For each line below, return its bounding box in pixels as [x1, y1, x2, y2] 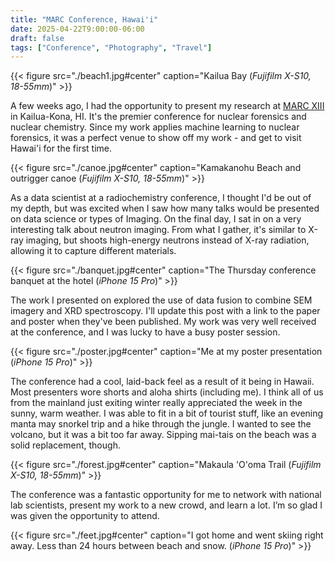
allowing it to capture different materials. [10, 245, 177, 257]
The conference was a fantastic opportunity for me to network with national [10, 489, 322, 501]
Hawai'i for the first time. [10, 142, 113, 155]
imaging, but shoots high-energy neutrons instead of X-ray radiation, [25, 234, 310, 246]
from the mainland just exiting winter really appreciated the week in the [10, 397, 303, 409]
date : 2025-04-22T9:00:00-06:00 [10, 24, 145, 34]
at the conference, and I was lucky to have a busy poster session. [10, 326, 281, 338]
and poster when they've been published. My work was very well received [10, 316, 317, 328]
